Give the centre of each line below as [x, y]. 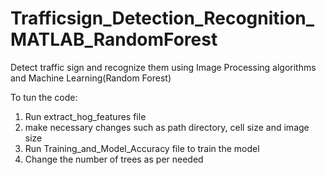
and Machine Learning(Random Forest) [91, 78]
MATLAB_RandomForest [114, 39]
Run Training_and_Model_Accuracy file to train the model [142, 148]
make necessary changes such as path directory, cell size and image [167, 127]
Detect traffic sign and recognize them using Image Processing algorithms [163, 67]
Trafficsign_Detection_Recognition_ [162, 18]
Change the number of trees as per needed [114, 159]
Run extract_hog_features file [85, 116]
